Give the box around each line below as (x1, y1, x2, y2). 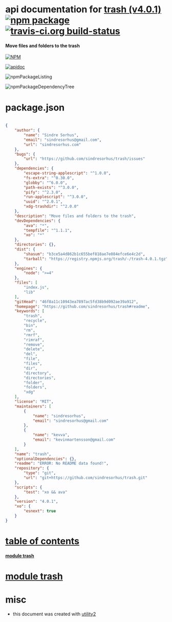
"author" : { (14, 128, 40, 133)
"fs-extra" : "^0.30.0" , (24, 175, 74, 180)
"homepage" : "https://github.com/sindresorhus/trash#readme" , (14, 304, 150, 309)
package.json (5, 101, 65, 113)
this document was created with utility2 (12, 611, 96, 617)
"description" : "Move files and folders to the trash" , (14, 213, 137, 219)
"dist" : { (14, 247, 36, 252)
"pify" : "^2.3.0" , (24, 189, 63, 195)
